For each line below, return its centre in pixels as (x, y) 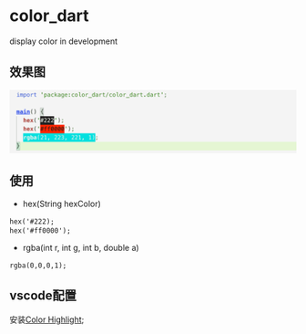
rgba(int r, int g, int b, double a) (81, 247)
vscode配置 (43, 296)
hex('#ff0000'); (40, 230)
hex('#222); (32, 221)
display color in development (64, 41)
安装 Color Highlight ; (47, 319)
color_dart (49, 16)
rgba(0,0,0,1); (38, 266)
